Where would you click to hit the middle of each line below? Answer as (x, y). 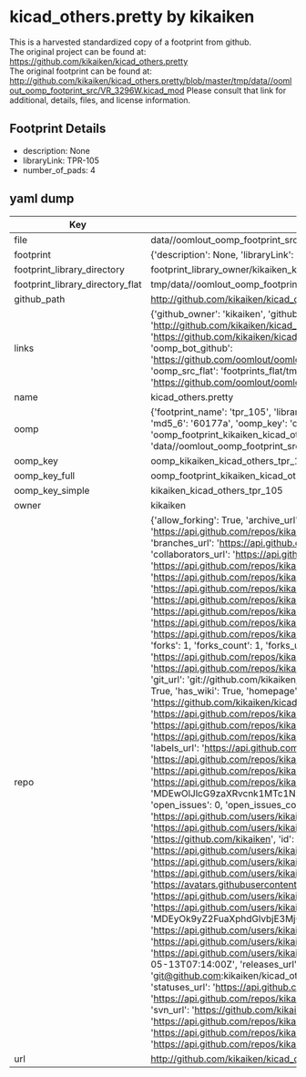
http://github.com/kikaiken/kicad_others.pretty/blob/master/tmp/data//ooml (151, 80)
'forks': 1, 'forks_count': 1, (207, 645)
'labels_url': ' (177, 747)
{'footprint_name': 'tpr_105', (210, 412)
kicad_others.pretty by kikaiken (132, 17)
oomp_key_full (45, 476)
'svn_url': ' (172, 1010)
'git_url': (167, 679)
